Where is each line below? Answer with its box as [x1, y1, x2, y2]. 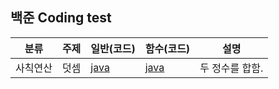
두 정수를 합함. [199, 61, 264, 75]
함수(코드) [144, 41, 191, 55]
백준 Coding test [10, 9, 112, 27]
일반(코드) [90, 41, 136, 55]
